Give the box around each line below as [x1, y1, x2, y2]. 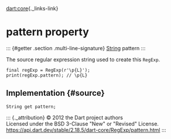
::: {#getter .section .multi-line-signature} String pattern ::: [6, 44, 146, 51]
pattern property [6, 26, 90, 39]
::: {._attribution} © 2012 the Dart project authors [6, 114, 123, 121]
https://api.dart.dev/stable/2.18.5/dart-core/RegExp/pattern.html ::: [6, 126, 166, 133]
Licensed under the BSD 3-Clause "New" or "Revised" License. [6, 120, 159, 127]
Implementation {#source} [6, 88, 105, 98]
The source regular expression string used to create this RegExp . [6, 55, 160, 63]
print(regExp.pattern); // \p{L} [6, 72, 88, 78]
